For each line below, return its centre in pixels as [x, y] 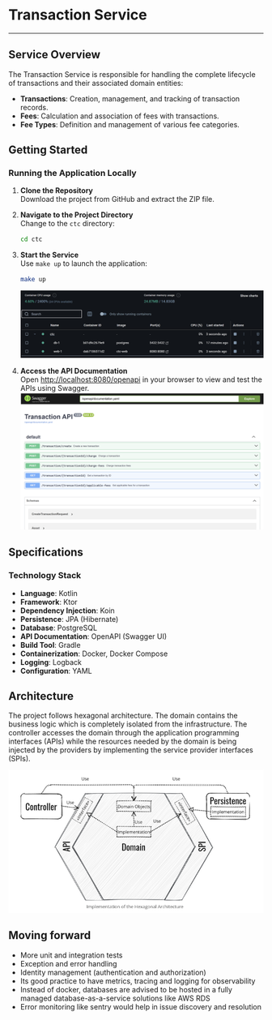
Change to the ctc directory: [67, 224]
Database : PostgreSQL [59, 628]
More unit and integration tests [71, 955]
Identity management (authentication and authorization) [113, 972]
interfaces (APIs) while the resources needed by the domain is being [123, 741]
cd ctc [31, 240]
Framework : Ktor [49, 602]
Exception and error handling [68, 963]
